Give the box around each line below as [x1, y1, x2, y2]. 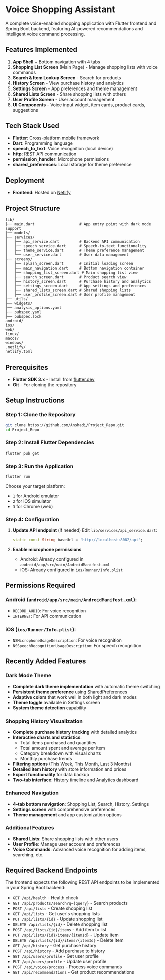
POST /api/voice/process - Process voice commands [12, 964, 122, 970]
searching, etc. [12, 851, 44, 858]
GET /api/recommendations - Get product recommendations [12, 969, 134, 975]
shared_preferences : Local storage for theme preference [12, 161, 132, 167]
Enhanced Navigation [5, 789, 59, 796]
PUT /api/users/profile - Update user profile [12, 959, 107, 965]
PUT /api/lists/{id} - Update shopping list [12, 916, 103, 922]
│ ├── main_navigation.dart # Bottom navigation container [5, 265, 144, 271]
